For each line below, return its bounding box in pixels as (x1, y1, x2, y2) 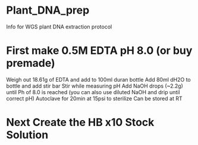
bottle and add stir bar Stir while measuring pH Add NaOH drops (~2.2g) (6, 82, 183, 89)
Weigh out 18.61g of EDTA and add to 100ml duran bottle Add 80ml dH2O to (6, 76, 191, 83)
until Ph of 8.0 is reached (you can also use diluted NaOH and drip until (6, 88, 180, 95)
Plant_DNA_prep (6, 4, 90, 17)
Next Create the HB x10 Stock (6, 116, 155, 129)
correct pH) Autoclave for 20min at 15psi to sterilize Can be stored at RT (6, 95, 183, 102)
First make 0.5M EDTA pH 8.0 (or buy (6, 44, 193, 57)
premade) (6, 57, 55, 70)
